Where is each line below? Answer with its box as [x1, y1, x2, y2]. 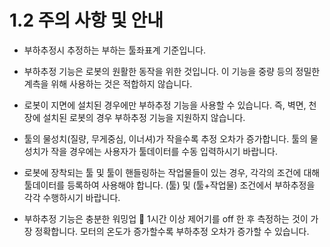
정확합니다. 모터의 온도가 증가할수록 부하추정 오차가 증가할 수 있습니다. [34, 225, 310, 237]
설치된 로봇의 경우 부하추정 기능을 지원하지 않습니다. [42, 111, 246, 123]
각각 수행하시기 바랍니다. [23, 191, 121, 203]
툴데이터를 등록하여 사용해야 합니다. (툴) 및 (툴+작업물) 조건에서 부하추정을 [23, 179, 316, 191]
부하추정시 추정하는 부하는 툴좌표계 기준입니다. [23, 44, 207, 56]
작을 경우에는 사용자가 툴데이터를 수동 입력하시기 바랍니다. [50, 145, 278, 157]
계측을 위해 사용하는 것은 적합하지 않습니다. [23, 77, 193, 90]
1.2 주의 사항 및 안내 [9, 9, 164, 32]
